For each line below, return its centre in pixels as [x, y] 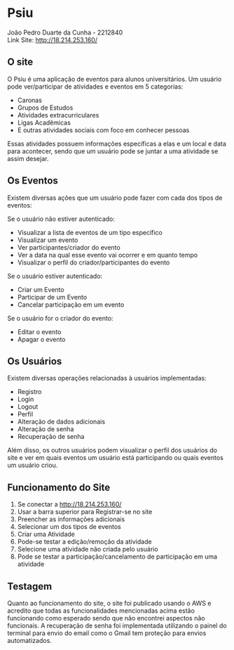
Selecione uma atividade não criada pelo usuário [88, 549]
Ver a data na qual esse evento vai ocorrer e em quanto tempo [108, 255]
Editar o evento [39, 331]
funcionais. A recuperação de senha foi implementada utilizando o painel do [117, 625]
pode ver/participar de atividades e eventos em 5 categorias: [95, 87]
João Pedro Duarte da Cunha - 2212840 [65, 32]
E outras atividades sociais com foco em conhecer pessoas [103, 130]
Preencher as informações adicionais [71, 519]
